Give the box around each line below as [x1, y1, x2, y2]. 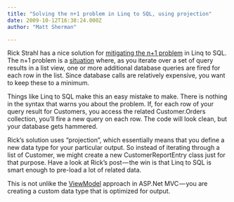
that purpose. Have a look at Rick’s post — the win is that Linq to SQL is [7, 158, 212, 167]
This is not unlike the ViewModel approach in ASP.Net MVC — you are [7, 179, 208, 188]
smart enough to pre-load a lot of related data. [7, 166, 142, 175]
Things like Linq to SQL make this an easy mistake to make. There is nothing [7, 92, 228, 101]
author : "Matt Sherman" [7, 23, 77, 30]
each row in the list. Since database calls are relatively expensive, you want [7, 71, 226, 80]
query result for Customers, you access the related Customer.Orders [7, 107, 206, 116]
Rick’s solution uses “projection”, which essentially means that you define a [7, 136, 225, 144]
